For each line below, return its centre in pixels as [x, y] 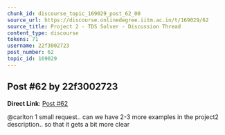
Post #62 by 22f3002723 [63, 87]
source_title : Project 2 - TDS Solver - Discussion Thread [94, 26]
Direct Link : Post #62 [38, 103]
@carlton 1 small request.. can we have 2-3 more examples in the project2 [113, 117]
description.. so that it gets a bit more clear [69, 124]
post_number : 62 [30, 53]
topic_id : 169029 [32, 59]
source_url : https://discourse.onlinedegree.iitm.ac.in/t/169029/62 [108, 20]
